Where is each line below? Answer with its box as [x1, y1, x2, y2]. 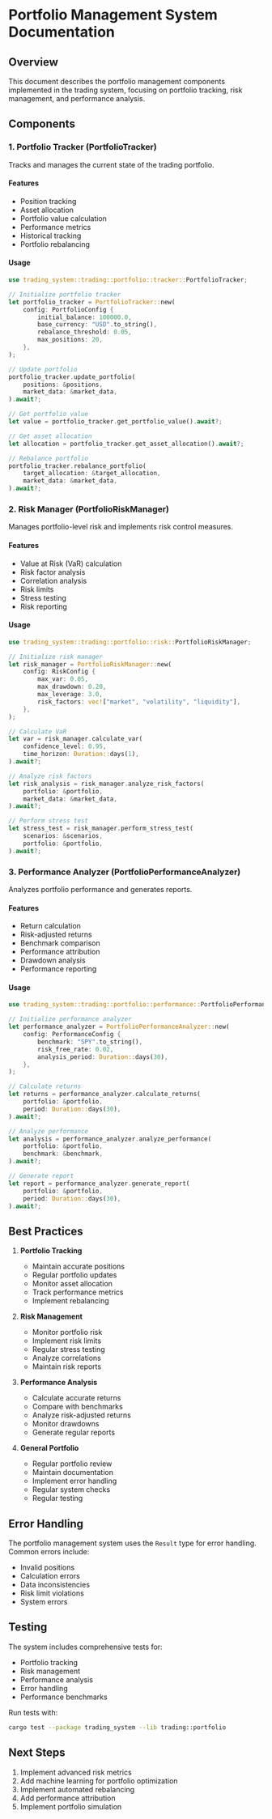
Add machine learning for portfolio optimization [19, 1775, 178, 1786]
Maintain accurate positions [32, 1261, 125, 1272]
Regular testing [32, 1494, 83, 1503]
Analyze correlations [32, 1354, 101, 1363]
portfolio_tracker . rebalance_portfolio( [8, 461, 147, 470]
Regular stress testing [32, 1345, 105, 1354]
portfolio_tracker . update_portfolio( [8, 372, 136, 381]
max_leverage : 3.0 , [37, 691, 104, 699]
